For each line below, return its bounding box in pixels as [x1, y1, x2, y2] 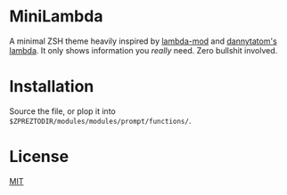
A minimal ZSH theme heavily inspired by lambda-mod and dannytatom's [9, 36, 278, 46]
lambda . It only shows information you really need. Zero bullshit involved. [9, 45, 278, 55]
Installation [9, 77, 94, 97]
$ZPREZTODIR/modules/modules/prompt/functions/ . [9, 115, 192, 126]
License [9, 147, 70, 167]
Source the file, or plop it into [9, 105, 116, 117]
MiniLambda [9, 6, 103, 27]
